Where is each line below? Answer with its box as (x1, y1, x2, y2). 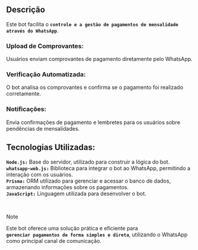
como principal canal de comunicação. (6, 237, 102, 244)
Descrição (6, 5, 45, 15)
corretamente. (6, 90, 41, 97)
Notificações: (6, 105, 47, 113)
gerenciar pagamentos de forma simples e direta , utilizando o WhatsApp (6, 231, 188, 238)
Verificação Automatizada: (6, 70, 86, 79)
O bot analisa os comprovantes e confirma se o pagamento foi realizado (6, 84, 184, 91)
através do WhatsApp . (6, 27, 59, 34)
